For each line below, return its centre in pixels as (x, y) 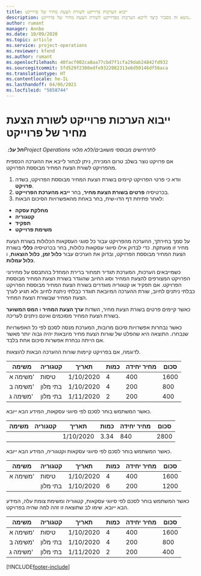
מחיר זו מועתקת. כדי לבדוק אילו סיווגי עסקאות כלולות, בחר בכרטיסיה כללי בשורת (97, 247)
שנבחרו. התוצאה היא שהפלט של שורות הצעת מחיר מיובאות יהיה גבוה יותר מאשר (97, 333)
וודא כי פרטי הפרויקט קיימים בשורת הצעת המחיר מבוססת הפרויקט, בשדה (98, 179)
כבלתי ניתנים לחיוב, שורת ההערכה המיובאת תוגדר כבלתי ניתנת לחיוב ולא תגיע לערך (101, 291)
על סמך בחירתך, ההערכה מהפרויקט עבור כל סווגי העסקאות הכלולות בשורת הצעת (98, 241)
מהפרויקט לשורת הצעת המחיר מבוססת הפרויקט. (61, 167)
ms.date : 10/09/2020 (32, 34)
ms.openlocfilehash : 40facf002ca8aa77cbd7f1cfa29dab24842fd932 (87, 62)
